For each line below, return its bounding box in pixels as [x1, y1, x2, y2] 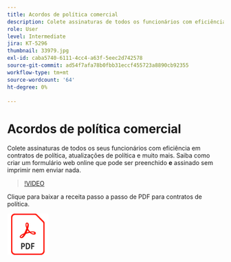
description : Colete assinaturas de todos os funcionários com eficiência [7, 18, 226, 25]
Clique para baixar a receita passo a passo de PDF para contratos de [7, 193, 203, 201]
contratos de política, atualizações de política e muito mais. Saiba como [7, 151, 210, 160]
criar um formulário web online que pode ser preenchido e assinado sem [7, 159, 213, 167]
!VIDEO [23, 179, 45, 188]
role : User [7, 25, 38, 32]
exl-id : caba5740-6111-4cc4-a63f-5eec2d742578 [7, 55, 143, 62]
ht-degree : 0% [7, 83, 48, 91]
